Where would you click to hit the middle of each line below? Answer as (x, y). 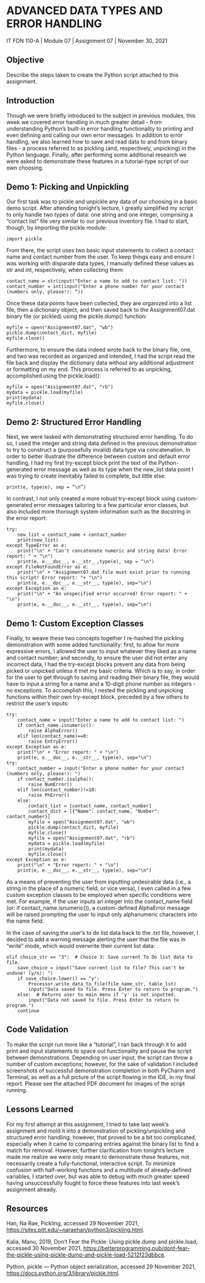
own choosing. (25, 168)
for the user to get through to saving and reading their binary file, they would (103, 677)
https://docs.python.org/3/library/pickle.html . (63, 1273)
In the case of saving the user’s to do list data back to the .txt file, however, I (102, 933)
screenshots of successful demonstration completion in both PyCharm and (101, 1070)
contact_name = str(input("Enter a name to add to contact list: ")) (97, 281)
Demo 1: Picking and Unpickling (68, 187)
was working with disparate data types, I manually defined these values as (100, 263)
